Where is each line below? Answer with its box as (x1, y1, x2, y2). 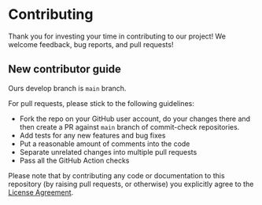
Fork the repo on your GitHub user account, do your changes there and (19, 114, 250, 123)
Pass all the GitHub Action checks (19, 156, 130, 165)
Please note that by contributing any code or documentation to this (8, 170, 226, 180)
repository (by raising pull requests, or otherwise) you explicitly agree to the (8, 179, 254, 189)
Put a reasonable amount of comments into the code (19, 139, 190, 148)
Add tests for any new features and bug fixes (19, 130, 166, 140)
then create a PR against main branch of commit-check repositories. (19, 122, 240, 131)
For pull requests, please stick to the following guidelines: (8, 98, 194, 108)
